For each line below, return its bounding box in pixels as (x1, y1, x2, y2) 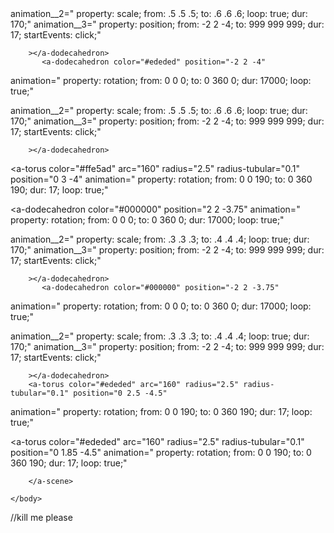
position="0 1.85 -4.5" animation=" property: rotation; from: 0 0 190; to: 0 (10, 447, 312, 458)
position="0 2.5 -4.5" (73, 388, 168, 398)
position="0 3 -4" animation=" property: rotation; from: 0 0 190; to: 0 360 (10, 173, 313, 185)
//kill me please (10, 512, 73, 523)
